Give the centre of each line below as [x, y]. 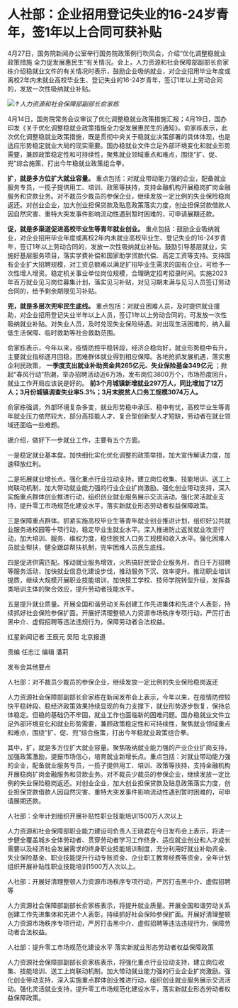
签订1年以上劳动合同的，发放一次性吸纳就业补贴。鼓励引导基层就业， [120, 246]
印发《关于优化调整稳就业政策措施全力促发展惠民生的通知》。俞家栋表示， [114, 128]
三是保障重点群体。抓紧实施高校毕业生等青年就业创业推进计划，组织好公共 [116, 520]
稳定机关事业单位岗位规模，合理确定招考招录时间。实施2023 [139, 273]
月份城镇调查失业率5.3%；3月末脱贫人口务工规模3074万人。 [113, 392]
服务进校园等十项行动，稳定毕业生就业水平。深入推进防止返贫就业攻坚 [115, 529]
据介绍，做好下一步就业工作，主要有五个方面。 [75, 440]
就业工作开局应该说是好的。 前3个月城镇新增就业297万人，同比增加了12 [112, 383]
